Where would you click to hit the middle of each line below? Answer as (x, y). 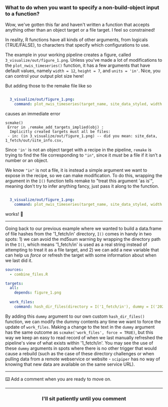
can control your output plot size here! (44, 76)
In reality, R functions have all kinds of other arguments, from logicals (76, 40)
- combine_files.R (29, 274)
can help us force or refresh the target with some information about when (81, 255)
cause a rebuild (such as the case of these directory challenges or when (80, 353)
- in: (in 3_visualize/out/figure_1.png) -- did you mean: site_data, (82, 136)
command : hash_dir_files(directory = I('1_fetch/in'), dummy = (81, 307)
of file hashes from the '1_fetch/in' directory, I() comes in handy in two (78, 234)
